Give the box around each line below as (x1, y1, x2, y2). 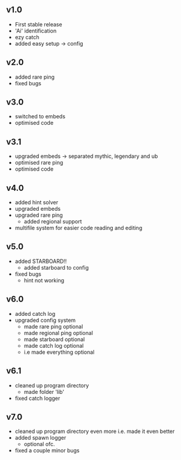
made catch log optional (23, 342, 84, 349)
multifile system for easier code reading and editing (14, 225, 143, 232)
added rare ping (14, 73, 55, 80)
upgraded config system (14, 316, 76, 324)
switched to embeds (14, 113, 66, 120)
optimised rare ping (14, 159, 64, 166)
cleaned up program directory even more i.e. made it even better (14, 428, 175, 435)
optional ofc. (23, 441, 55, 448)
